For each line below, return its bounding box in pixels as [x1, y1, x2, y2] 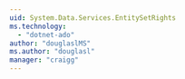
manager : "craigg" [9, 55, 79, 64]
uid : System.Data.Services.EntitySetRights [9, 13, 177, 23]
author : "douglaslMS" [9, 38, 92, 48]
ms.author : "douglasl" [9, 47, 95, 56]
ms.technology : [9, 22, 67, 31]
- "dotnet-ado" [17, 30, 75, 39]
